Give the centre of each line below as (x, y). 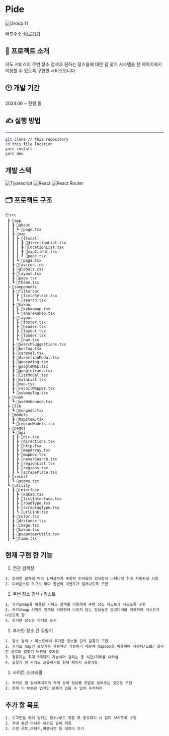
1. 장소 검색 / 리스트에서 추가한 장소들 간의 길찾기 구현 (57, 641)
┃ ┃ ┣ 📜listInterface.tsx (34, 499)
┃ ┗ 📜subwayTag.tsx (28, 393)
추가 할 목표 (22, 705)
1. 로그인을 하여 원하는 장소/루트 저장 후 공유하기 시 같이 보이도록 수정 (71, 718)
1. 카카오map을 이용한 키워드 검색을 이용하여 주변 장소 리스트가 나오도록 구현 (75, 605)
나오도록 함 (15, 615)
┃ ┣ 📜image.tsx (23, 525)
